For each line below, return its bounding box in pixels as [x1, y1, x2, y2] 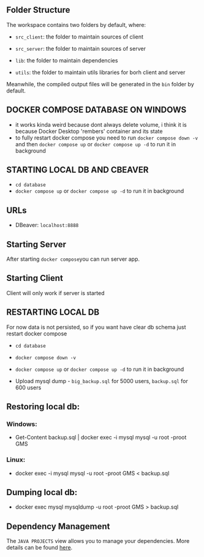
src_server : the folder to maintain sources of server [15, 45, 146, 52]
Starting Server [6, 239, 66, 250]
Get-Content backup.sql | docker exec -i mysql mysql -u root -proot [15, 434, 187, 441]
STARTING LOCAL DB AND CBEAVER [6, 165, 149, 175]
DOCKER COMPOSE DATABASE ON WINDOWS [6, 105, 187, 115]
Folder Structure [6, 5, 70, 15]
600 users [15, 384, 42, 391]
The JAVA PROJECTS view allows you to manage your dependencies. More [6, 537, 190, 545]
